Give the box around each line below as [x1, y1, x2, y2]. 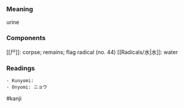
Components [6, 34, 46, 42]
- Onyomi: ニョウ [6, 84, 48, 90]
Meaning [6, 5, 34, 13]
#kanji [6, 95, 22, 102]
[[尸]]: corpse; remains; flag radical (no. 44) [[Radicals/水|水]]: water [6, 48, 179, 56]
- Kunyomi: [6, 78, 34, 84]
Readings [6, 64, 35, 72]
